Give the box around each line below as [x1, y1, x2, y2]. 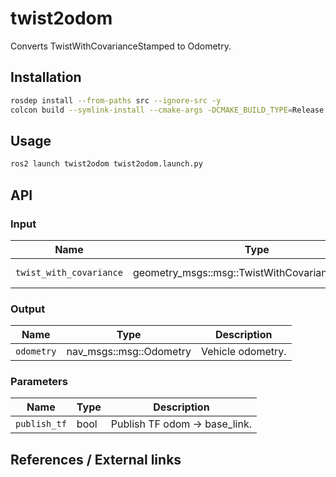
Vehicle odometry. [200, 345, 287, 359]
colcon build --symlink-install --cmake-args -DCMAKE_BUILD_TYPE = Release [10, 105, 325, 115]
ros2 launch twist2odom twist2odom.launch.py [10, 159, 203, 169]
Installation [10, 69, 82, 86]
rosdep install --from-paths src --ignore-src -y [10, 95, 222, 106]
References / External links [10, 451, 182, 468]
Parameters [10, 375, 68, 389]
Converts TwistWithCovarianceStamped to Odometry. [10, 40, 232, 52]
